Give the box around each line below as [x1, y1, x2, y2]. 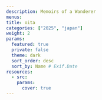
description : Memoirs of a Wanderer [6, 8, 96, 15]
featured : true [11, 42, 49, 48]
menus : [6, 14, 22, 20]
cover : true [21, 85, 51, 91]
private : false [11, 47, 49, 53]
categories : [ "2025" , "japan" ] [6, 25, 83, 31]
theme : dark [11, 52, 41, 58]
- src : [11, 74, 28, 80]
